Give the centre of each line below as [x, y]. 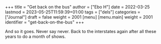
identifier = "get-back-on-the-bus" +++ [45, 22]
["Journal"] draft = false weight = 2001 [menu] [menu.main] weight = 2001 [79, 17]
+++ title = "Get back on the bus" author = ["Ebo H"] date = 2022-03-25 [78, 7]
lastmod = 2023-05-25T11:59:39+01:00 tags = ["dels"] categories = [73, 12]
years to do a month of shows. [35, 36]
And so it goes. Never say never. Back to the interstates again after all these [81, 31]
